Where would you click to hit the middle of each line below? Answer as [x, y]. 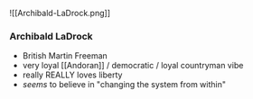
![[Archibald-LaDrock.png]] [60, 13]
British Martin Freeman [65, 56]
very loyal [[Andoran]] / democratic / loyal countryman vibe [133, 66]
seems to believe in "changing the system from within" [124, 85]
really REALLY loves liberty [72, 75]
